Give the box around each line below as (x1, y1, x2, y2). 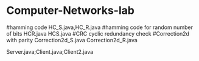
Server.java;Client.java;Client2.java (6, 48, 94, 55)
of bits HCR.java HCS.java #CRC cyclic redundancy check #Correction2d (6, 30, 190, 37)
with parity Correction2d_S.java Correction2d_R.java (6, 36, 138, 43)
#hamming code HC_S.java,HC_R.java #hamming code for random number (6, 24, 194, 31)
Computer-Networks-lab (6, 4, 135, 18)
